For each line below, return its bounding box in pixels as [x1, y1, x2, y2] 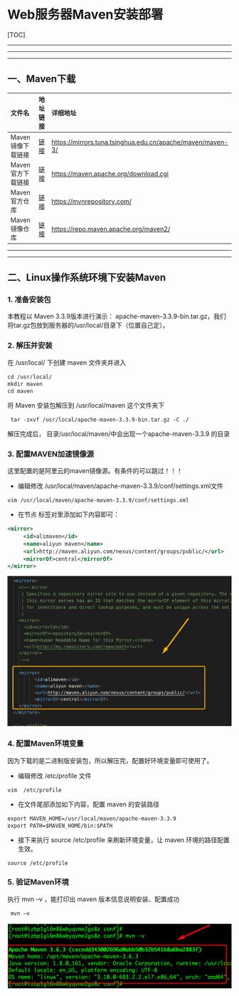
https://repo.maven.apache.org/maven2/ [51, 225, 171, 234]
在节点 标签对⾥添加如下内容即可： [17, 510, 119, 519]
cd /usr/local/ [7, 373, 53, 380]
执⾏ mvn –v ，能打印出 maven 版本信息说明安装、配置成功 [7, 895, 180, 903]
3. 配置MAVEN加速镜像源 [7, 449, 95, 459]
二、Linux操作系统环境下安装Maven [7, 271, 166, 284]
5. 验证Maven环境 [7, 877, 69, 887]
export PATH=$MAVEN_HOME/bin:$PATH [7, 822, 113, 829]
